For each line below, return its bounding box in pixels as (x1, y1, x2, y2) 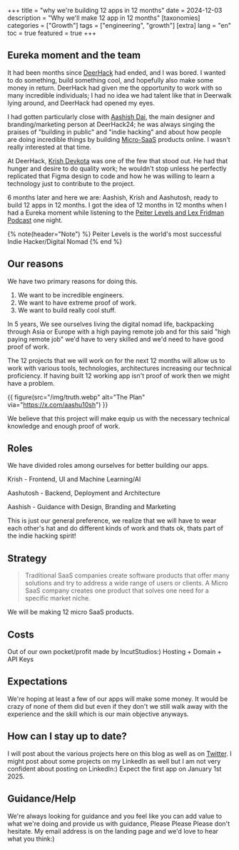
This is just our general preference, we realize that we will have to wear (7, 516, 217, 525)
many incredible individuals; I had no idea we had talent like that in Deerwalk (7, 91, 232, 99)
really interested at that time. (7, 143, 91, 151)
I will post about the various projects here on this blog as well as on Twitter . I (7, 749, 232, 758)
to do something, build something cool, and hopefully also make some (7, 76, 214, 84)
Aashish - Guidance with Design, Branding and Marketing (7, 503, 176, 511)
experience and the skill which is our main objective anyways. (7, 710, 189, 718)
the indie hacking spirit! (7, 531, 76, 541)
